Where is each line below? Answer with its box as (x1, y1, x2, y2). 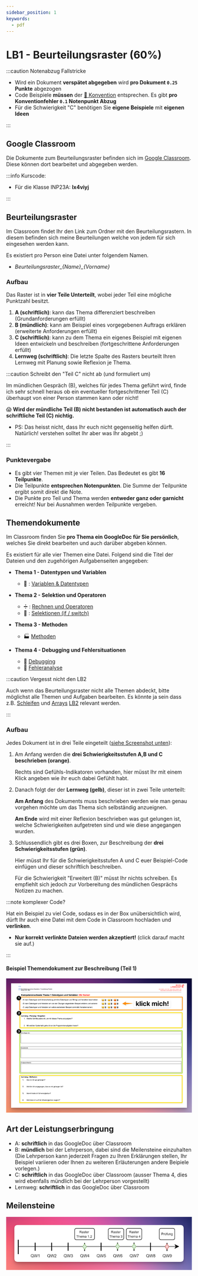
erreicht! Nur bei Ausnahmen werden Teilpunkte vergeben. (14, 501, 157, 508)
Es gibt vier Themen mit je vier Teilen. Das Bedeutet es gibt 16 (14, 469, 166, 476)
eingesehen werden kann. (6, 240, 70, 247)
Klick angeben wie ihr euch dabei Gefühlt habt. (14, 774, 129, 781)
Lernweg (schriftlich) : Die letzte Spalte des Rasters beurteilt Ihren (14, 353, 176, 360)
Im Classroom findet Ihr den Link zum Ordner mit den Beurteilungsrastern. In (6, 228, 192, 235)
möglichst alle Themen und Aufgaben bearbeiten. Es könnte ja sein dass (6, 693, 181, 701)
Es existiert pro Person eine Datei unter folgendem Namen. (6, 251, 149, 259)
